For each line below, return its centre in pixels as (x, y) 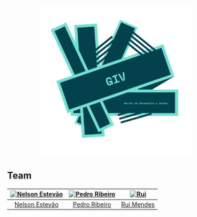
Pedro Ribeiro (92, 204)
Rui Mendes (138, 204)
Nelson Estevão (37, 204)
